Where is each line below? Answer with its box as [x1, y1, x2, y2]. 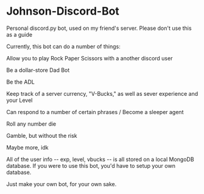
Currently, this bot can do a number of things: [6, 43, 121, 50]
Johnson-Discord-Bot [6, 4, 120, 18]
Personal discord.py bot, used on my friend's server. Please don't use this [6, 24, 192, 32]
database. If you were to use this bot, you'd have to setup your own [6, 162, 175, 169]
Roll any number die [6, 120, 57, 128]
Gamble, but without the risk [6, 132, 77, 139]
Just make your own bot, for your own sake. [6, 180, 117, 187]
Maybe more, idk [6, 143, 49, 151]
